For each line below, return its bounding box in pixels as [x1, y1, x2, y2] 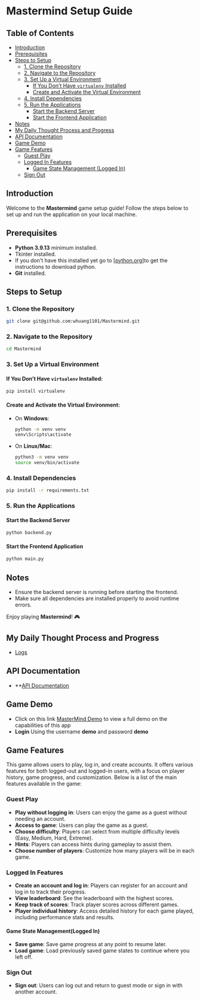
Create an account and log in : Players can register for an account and [14, 881, 188, 889]
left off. [14, 953, 33, 960]
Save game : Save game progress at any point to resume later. [14, 941, 167, 948]
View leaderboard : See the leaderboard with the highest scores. [14, 894, 174, 902]
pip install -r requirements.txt [6, 487, 90, 493]
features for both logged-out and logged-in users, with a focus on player [6, 768, 185, 775]
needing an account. [14, 815, 66, 822]
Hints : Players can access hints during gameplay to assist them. [14, 840, 173, 848]
